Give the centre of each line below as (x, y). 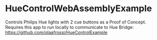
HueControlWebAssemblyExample (78, 9)
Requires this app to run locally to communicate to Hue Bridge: (70, 27)
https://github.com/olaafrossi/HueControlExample (56, 32)
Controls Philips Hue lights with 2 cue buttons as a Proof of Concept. (76, 22)
